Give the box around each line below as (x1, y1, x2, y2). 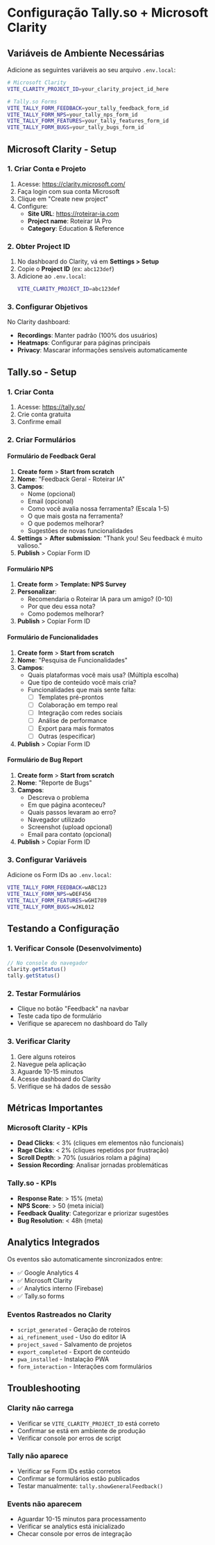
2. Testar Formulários (7, 989, 81, 999)
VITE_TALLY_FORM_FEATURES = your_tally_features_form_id (7, 117, 169, 124)
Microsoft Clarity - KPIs (7, 1123, 88, 1133)
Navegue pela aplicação (17, 1060, 87, 1068)
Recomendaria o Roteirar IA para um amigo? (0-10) (27, 595, 173, 603)
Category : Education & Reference (27, 224, 125, 232)
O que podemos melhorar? (27, 519, 104, 528)
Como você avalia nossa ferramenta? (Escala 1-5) (27, 505, 170, 513)
